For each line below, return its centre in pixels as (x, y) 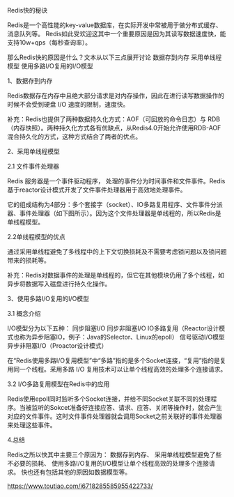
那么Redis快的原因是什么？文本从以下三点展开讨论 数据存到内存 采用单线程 (115, 57)
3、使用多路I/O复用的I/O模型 (48, 299)
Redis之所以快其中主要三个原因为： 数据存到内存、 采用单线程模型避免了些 (115, 454)
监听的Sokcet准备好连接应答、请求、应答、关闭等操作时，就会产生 (127, 407)
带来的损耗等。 (29, 260)
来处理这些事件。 (32, 425)
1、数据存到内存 (30, 81)
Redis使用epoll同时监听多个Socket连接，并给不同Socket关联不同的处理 (109, 399)
